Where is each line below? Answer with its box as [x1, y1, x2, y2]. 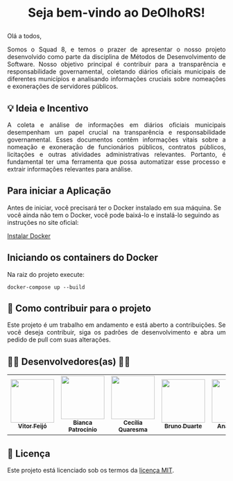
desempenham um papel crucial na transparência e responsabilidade [7, 128, 226, 136]
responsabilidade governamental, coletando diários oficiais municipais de [7, 67, 226, 76]
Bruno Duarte [164, 422, 202, 430]
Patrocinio [68, 425, 97, 434]
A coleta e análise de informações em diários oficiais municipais [7, 121, 226, 129]
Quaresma [118, 425, 148, 434]
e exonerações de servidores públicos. [7, 82, 119, 91]
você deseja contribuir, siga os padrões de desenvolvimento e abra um [7, 328, 226, 337]
